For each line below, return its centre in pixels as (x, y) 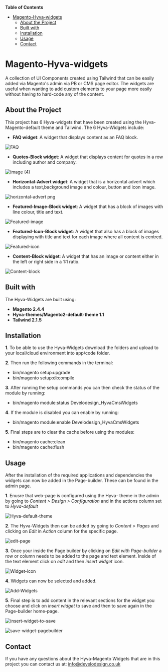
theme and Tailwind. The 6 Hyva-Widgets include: (93, 127)
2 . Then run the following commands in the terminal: (59, 363)
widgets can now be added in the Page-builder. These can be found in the (82, 481)
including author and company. (44, 162)
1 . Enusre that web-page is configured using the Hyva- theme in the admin (82, 496)
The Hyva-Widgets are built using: (41, 299)
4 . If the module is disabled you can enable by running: (62, 413)
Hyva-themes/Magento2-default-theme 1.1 (58, 314)
